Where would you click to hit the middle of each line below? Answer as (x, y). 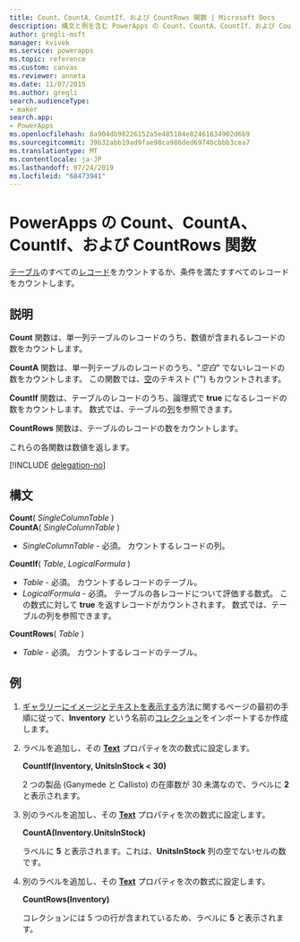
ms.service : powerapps (51, 51)
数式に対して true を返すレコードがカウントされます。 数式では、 (150, 604)
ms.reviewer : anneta (48, 76)
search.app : (31, 117)
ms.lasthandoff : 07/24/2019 (62, 168)
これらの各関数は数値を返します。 (72, 447)
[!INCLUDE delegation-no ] (57, 465)
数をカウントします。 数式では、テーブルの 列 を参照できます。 (123, 409)
